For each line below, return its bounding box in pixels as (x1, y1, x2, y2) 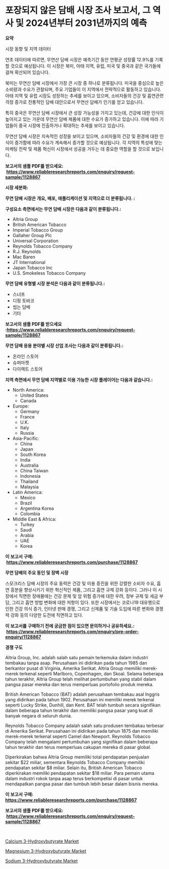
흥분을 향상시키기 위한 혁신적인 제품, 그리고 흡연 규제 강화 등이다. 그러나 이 (10, 586, 157, 593)
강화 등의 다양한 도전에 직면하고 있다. (10, 612, 83, 618)
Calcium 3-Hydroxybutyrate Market (5, 838, 79, 844)
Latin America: (12, 489, 43, 495)
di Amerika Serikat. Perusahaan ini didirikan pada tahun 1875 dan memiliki (5, 728, 158, 734)
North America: (12, 387, 44, 393)
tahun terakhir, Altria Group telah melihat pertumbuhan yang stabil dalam (5, 676, 156, 682)
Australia (20, 462, 39, 468)
